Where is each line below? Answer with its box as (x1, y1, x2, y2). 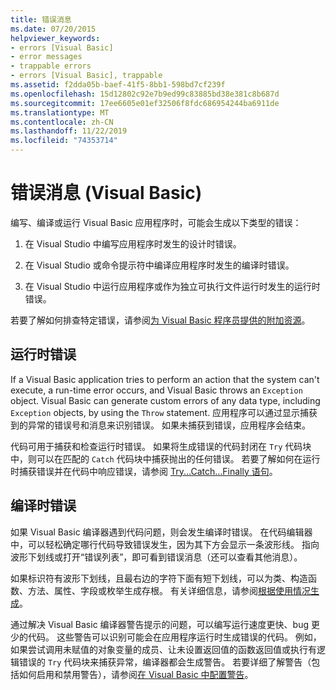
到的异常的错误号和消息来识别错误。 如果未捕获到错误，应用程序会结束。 (10, 419, 311, 431)
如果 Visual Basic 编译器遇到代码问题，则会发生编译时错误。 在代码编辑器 (10, 526, 313, 538)
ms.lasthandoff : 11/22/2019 (10, 126, 128, 136)
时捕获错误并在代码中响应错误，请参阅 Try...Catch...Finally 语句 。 (10, 465, 278, 477)
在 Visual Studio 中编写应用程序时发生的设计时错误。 (24, 237, 242, 250)
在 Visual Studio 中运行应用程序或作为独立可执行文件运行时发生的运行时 (24, 280, 321, 292)
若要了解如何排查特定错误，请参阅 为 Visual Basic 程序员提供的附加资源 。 (10, 314, 311, 326)
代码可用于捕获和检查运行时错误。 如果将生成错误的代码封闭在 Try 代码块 (10, 440, 312, 452)
